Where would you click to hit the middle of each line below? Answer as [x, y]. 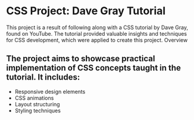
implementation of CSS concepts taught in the [94, 68]
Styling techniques [38, 110]
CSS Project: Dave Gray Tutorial [86, 11]
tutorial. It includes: [43, 78]
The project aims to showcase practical [81, 59]
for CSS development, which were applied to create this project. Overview [97, 40]
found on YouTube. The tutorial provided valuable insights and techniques [97, 33]
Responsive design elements [50, 91]
